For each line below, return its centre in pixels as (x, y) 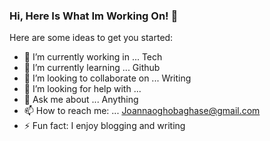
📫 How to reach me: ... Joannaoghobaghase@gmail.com (142, 111)
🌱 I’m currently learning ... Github (92, 68)
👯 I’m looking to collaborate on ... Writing (107, 78)
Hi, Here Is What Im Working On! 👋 (94, 16)
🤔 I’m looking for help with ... (82, 89)
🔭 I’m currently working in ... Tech (93, 57)
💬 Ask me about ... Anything (81, 100)
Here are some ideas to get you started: (91, 38)
